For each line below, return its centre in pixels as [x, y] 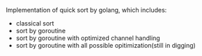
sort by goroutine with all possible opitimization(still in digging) [106, 45]
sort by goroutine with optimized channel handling [88, 38]
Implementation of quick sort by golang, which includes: [86, 10]
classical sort [35, 23]
